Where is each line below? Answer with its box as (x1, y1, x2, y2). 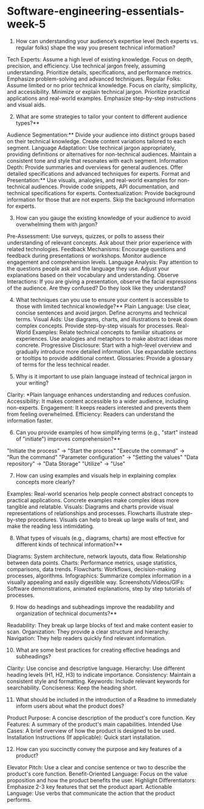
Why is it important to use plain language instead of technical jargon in (15, 372, 192, 380)
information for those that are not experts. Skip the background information (7, 196, 195, 203)
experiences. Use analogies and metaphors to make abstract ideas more (15, 335, 198, 342)
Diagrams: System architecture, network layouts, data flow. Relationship (7, 552, 187, 560)
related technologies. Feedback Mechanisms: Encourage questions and (7, 245, 186, 252)
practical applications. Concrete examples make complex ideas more (7, 496, 180, 504)
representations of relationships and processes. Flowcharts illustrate (7, 509, 178, 516)
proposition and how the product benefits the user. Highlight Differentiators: (7, 776, 197, 784)
